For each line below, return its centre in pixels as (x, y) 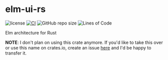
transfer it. (16, 53)
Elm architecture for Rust (31, 32)
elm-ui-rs (26, 9)
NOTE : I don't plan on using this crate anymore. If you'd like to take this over (84, 42)
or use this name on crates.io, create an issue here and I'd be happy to (78, 47)
